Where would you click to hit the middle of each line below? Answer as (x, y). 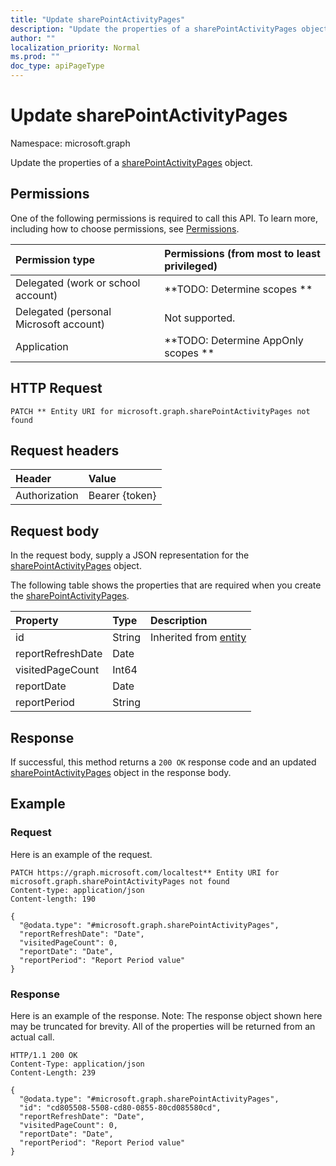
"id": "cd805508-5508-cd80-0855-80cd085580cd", (120, 1107)
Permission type (55, 259)
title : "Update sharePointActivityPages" (98, 19)
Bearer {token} (122, 496)
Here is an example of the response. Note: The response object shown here (166, 1015)
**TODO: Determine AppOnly (234, 340)
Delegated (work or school (78, 283)
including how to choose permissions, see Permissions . (125, 228)
